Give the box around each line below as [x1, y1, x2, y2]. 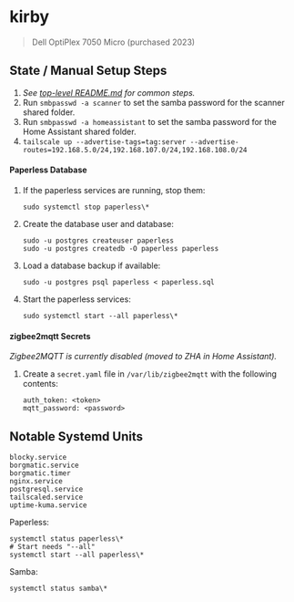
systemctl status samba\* [9, 584, 107, 593]
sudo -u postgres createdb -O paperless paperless [22, 244, 219, 253]
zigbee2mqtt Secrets [9, 330, 91, 341]
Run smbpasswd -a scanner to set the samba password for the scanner [22, 97, 285, 108]
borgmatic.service [9, 461, 79, 470]
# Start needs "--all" [9, 542, 96, 551]
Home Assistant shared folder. [22, 126, 137, 137]
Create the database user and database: [22, 218, 175, 229]
